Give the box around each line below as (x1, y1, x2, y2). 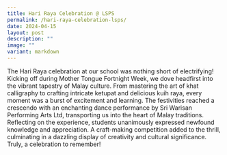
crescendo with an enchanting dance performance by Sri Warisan (7, 104, 193, 112)
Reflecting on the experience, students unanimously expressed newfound (7, 118, 215, 126)
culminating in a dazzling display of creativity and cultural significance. (7, 132, 207, 141)
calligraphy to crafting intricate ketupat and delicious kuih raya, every (7, 88, 202, 97)
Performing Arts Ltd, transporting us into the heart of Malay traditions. (7, 110, 204, 119)
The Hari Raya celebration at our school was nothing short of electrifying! (7, 67, 214, 75)
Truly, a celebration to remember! (7, 140, 101, 148)
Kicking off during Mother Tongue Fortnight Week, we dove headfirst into (7, 74, 213, 82)
